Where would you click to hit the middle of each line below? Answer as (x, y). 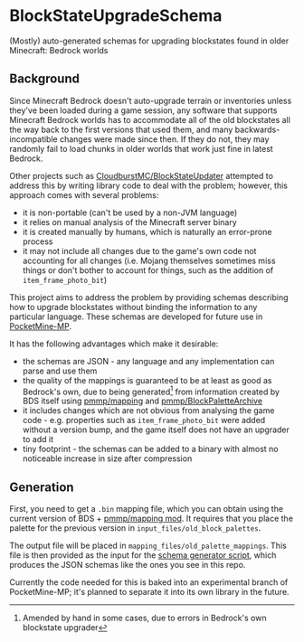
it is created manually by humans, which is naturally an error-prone (147, 231)
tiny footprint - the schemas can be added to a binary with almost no (150, 449)
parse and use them (60, 371)
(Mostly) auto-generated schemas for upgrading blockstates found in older (149, 41)
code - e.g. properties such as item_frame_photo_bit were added (144, 420)
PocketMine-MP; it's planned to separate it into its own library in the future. (149, 592)
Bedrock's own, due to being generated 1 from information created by (151, 391)
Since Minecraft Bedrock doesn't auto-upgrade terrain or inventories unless (151, 100)
